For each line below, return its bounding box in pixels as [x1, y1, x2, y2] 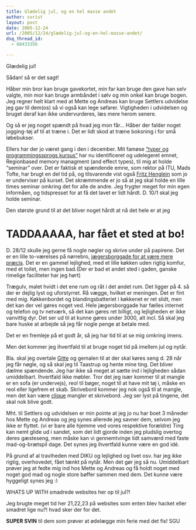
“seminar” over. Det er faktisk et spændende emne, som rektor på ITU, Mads [6, 164, 191, 171]
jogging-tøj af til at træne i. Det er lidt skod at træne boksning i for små [6, 127, 176, 135]
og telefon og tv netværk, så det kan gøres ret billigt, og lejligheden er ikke [6, 308, 186, 315]
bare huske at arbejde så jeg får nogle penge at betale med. [6, 320, 150, 328]
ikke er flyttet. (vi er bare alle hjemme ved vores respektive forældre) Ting [6, 422, 184, 429]
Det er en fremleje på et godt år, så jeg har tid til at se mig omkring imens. [6, 332, 183, 339]
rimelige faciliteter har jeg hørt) [6, 271, 81, 279]
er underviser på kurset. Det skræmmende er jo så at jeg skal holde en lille [6, 177, 185, 184]
